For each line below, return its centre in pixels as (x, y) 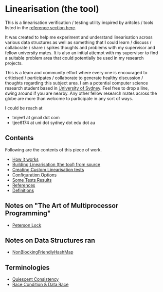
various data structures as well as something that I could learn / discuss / (78, 42)
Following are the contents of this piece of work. (54, 149)
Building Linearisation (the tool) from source (56, 164)
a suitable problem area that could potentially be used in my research (74, 58)
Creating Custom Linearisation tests (48, 169)
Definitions (23, 190)
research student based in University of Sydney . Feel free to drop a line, (77, 88)
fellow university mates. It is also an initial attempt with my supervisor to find (81, 53)
